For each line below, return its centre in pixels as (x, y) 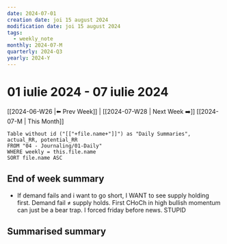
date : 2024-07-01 (32, 13)
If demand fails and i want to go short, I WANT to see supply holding (113, 195)
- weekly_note (33, 39)
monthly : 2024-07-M (35, 45)
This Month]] (46, 121)
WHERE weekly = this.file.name (52, 151)
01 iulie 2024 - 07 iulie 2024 (88, 91)
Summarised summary (57, 231)
